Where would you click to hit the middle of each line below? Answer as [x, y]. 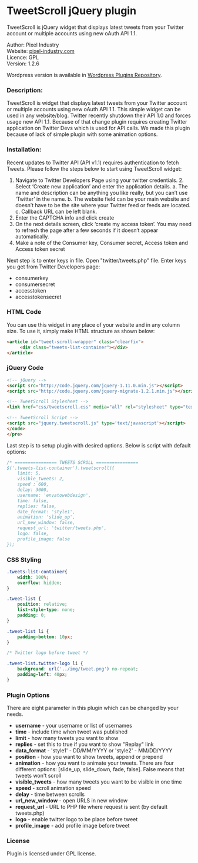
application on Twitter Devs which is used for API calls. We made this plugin [98, 128]
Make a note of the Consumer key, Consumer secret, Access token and [102, 243]
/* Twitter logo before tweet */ [48, 653]
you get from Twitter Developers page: [53, 267]
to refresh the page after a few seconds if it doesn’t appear [87, 230]
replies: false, [37, 506]
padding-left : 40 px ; [42, 675]
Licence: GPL [23, 57]
